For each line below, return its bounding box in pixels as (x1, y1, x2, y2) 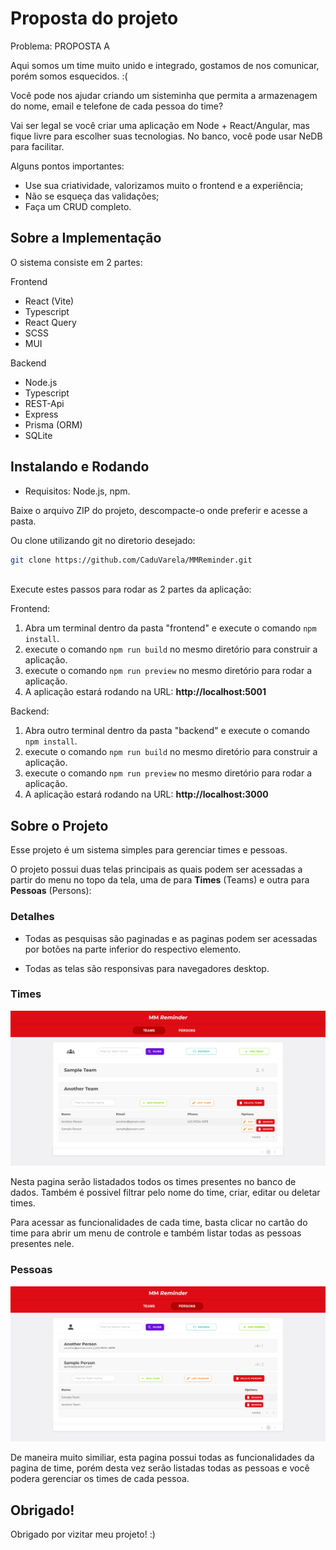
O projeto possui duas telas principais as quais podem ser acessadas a (10, 863, 303, 876)
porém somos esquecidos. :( (10, 70, 128, 82)
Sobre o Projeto (10, 817, 109, 834)
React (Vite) (24, 295, 75, 307)
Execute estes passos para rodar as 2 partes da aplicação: (10, 583, 252, 596)
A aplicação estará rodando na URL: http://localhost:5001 (24, 686, 267, 698)
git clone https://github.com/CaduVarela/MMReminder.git (10, 555, 253, 565)
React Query (24, 316, 77, 328)
